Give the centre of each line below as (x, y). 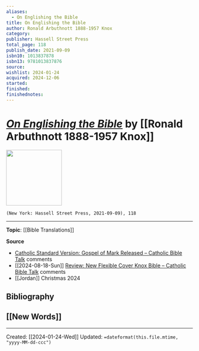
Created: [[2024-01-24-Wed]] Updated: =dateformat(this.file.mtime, (92, 337)
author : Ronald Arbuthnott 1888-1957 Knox (59, 28)
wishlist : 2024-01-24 (33, 72)
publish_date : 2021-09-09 (38, 50)
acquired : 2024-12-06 (33, 78)
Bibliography (30, 297)
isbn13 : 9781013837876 (34, 61)
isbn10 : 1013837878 (30, 56)
